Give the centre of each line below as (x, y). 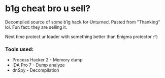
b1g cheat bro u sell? (48, 9)
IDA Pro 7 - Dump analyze (38, 65)
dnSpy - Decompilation (35, 70)
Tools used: (19, 49)
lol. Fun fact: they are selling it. (36, 27)
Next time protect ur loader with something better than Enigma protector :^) (82, 37)
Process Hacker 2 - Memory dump (47, 60)
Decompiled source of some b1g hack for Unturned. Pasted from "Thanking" (82, 22)
